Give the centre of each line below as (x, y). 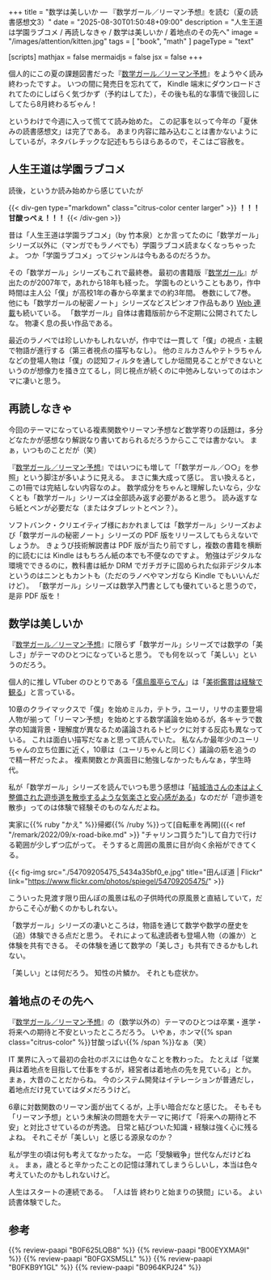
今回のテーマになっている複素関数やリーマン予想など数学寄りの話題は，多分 (136, 430)
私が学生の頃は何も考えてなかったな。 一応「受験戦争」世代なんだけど (126, 1155)
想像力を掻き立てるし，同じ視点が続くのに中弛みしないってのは (142, 370)
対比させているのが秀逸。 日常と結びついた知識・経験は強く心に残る (144, 1127)
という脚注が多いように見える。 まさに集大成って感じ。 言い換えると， (141, 477)
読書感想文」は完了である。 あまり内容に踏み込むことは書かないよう (137, 131)
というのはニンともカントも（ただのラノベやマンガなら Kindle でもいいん (131, 575)
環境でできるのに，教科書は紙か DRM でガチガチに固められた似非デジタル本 (135, 565)
